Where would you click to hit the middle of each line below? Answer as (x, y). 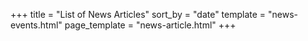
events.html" (36, 25)
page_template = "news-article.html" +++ (150, 25)
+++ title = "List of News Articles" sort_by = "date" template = (138, 14)
